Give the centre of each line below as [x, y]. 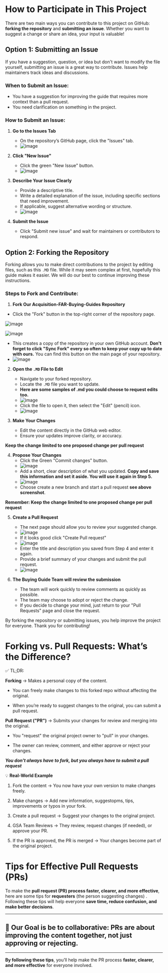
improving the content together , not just [69, 935]
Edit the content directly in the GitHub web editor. [70, 430]
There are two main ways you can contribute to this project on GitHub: [77, 23]
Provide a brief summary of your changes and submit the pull [83, 559]
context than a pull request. [40, 102]
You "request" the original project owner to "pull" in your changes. [80, 736]
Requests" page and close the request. [60, 611]
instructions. [18, 280]
